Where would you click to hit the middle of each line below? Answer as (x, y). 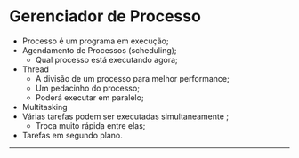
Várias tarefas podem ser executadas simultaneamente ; (125, 116)
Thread (35, 69)
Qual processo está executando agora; (106, 59)
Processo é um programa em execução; (95, 41)
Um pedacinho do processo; (88, 88)
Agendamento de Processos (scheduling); (99, 50)
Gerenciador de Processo (105, 16)
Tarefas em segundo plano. (72, 135)
